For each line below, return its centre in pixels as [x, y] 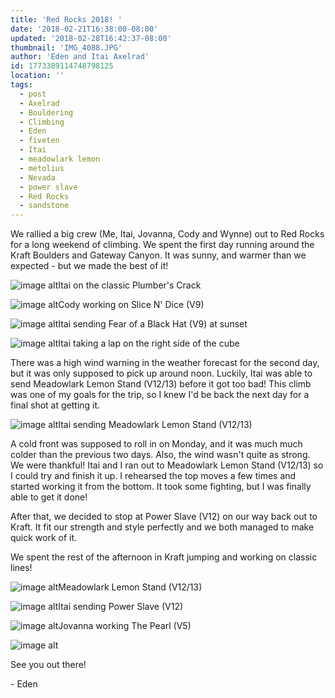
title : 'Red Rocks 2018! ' [66, 19]
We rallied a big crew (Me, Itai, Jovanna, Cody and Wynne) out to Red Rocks [167, 234]
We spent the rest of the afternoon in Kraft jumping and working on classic [164, 557]
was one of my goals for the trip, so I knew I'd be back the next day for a [160, 395]
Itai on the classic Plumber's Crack [130, 285]
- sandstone [44, 206]
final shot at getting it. [55, 405]
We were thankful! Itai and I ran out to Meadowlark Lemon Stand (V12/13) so [167, 465]
